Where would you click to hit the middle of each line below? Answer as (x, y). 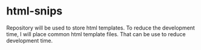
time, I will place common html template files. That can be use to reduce (96, 34)
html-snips (34, 11)
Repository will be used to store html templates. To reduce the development (100, 28)
